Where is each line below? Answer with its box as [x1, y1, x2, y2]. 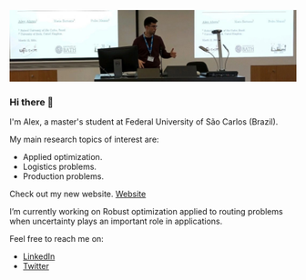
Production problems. [22, 171, 105, 182]
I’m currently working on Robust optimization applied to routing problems [9, 206, 284, 217]
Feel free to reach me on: [9, 234, 105, 245]
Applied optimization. [22, 152, 103, 163]
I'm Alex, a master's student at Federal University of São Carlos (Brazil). [9, 116, 279, 127]
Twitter [22, 261, 50, 272]
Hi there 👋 [9, 95, 55, 108]
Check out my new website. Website [9, 188, 147, 200]
